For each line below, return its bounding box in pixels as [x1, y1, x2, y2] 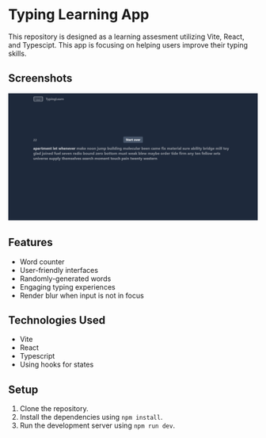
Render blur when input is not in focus [19, 290, 144, 300]
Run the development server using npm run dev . [19, 421, 176, 430]
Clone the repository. [19, 404, 89, 413]
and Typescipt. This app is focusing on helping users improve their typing [8, 40, 248, 49]
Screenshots [8, 71, 73, 85]
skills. [8, 48, 27, 58]
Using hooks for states [19, 359, 94, 370]
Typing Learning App [8, 6, 150, 24]
